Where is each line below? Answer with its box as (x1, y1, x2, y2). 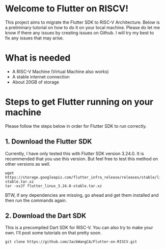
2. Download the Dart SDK (5, 212, 86, 220)
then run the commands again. (5, 197, 67, 203)
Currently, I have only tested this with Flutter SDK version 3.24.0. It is (5, 150, 144, 156)
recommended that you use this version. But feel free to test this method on (5, 156, 158, 162)
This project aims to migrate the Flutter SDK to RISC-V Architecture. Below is (5, 19, 160, 25)
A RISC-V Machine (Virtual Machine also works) (12, 69, 109, 74)
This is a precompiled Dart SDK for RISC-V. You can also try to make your (5, 225, 153, 231)
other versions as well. (5, 161, 51, 167)
